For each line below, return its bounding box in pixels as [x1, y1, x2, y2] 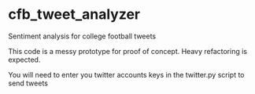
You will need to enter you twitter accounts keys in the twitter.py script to [8, 70, 246, 79]
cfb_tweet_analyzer [8, 5, 141, 23]
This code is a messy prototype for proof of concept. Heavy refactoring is [8, 46, 248, 56]
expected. [8, 55, 41, 64]
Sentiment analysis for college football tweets [8, 31, 157, 41]
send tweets [8, 78, 49, 88]
